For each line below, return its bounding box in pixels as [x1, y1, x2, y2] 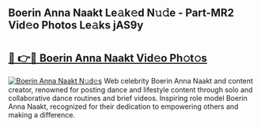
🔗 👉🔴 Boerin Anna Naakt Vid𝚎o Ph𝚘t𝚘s [8, 51, 208, 65]
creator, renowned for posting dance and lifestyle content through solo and [8, 85, 253, 94]
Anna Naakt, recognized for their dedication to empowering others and [8, 102, 239, 111]
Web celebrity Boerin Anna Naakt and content [104, 77, 253, 85]
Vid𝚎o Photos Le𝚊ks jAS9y [8, 19, 144, 32]
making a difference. [8, 110, 75, 119]
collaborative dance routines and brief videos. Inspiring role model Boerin [8, 94, 248, 103]
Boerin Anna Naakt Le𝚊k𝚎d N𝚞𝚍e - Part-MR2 [8, 6, 235, 20]
